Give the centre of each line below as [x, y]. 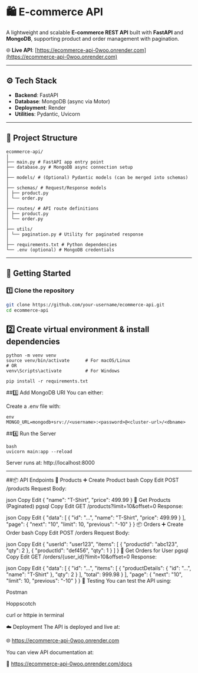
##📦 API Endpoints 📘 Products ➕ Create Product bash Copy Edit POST [93, 480]
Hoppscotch [21, 603]
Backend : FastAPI [37, 95]
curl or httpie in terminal [35, 615]
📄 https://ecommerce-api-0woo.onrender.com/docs [69, 664]
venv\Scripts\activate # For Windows [63, 371]
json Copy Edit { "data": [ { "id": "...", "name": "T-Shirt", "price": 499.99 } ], [96, 517]
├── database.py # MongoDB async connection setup [70, 167]
